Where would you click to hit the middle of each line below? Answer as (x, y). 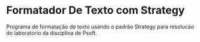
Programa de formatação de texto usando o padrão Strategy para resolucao (100, 27)
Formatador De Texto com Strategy (95, 10)
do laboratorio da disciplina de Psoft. (52, 33)
